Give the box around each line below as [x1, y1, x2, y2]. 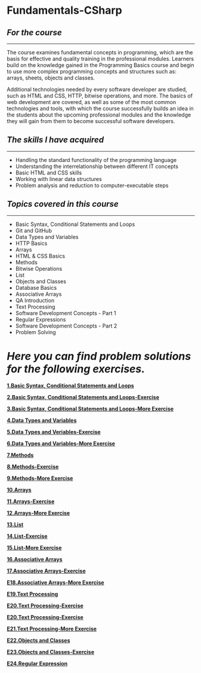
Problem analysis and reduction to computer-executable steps [15, 182, 169, 189]
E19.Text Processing [7, 590, 58, 598]
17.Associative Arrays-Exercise [7, 567, 86, 574]
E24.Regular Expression [7, 660, 68, 667]
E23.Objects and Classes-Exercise [7, 648, 95, 655]
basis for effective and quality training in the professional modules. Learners [7, 55, 194, 62]
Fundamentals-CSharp [7, 4, 122, 17]
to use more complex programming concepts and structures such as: [7, 68, 177, 75]
